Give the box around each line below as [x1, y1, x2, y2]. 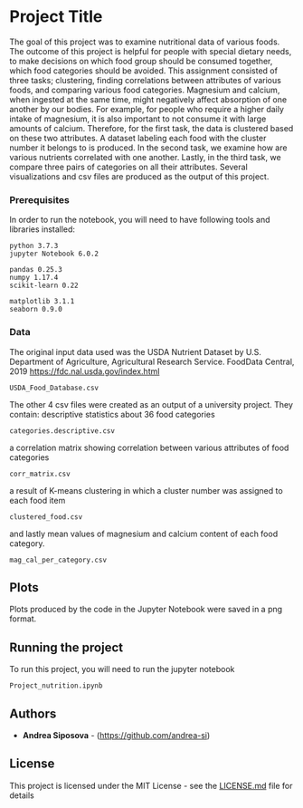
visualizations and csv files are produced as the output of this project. [9, 170, 270, 182]
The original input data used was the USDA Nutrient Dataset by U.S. [9, 346, 262, 357]
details [9, 790, 34, 801]
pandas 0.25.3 [9, 265, 63, 274]
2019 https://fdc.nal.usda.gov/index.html [9, 365, 160, 377]
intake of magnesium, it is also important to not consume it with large [9, 113, 267, 124]
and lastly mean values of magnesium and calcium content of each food [9, 528, 279, 539]
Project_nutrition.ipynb [9, 681, 103, 690]
